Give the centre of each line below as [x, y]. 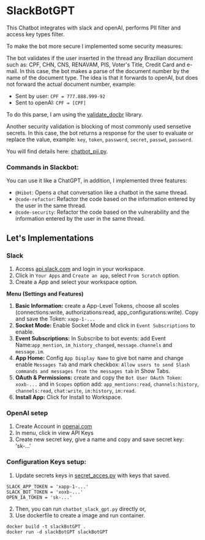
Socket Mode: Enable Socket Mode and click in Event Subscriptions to [105, 325]
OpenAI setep [27, 413]
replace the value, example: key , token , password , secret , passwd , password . [99, 139]
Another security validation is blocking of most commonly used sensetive [99, 126]
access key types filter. [35, 34]
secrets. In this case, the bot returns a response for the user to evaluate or [100, 133]
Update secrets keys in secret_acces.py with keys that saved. [93, 475]
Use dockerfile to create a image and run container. [80, 515]
